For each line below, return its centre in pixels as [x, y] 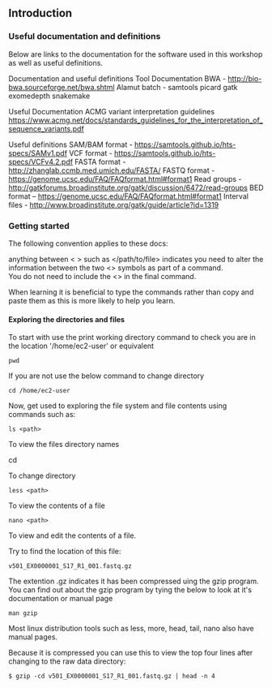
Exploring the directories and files [67, 319]
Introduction [40, 13]
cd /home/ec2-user [39, 391]
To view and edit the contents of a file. [72, 535]
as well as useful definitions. [56, 62]
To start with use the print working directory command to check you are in [132, 338]
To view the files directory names [64, 445]
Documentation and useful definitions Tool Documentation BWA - [117, 78]
